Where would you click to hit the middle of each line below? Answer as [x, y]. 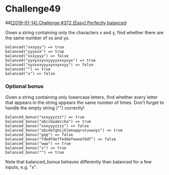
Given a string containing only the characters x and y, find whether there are [84, 32]
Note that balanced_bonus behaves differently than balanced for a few [78, 162]
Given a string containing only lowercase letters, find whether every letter [81, 97]
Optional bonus [24, 86]
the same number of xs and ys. [37, 38]
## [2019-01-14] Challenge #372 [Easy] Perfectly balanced [66, 23]
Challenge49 [33, 9]
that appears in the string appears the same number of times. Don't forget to [85, 103]
